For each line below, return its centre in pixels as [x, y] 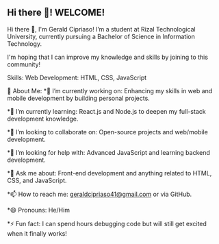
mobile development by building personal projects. [79, 98]
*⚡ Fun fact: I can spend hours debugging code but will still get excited [107, 223]
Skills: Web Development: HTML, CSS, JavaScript [77, 77]
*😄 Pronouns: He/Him [39, 210]
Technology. [25, 44]
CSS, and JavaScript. [37, 180]
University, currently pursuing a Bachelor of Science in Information [101, 36]
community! [24, 64]
